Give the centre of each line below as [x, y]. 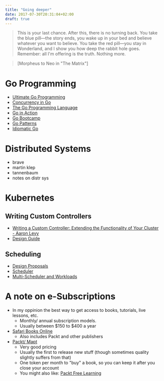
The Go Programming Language [45, 108]
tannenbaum [25, 173]
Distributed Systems [48, 148]
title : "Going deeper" [28, 10]
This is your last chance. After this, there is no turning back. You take [87, 33]
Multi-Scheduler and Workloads [45, 277]
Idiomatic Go [25, 128]
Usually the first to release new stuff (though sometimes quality [84, 352]
